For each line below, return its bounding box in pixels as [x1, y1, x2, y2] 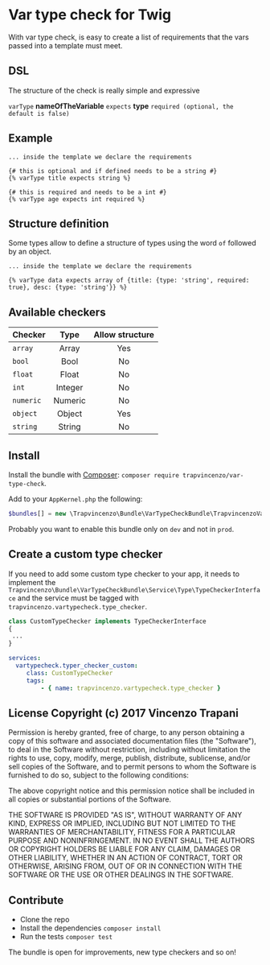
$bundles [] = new [8, 509, 67, 518]
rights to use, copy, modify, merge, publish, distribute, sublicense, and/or [8, 753, 251, 763]
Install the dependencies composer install [19, 923, 162, 933]
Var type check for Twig [8, 6, 171, 24]
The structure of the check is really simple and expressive [8, 85, 200, 95]
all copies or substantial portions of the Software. [8, 794, 171, 804]
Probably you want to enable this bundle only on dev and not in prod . [8, 524, 235, 534]
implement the [8, 577, 56, 587]
